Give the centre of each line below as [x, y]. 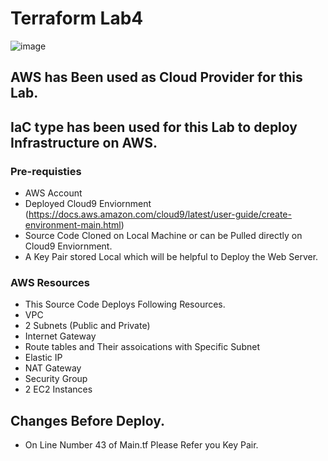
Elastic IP [43, 358]
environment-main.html [73, 225]
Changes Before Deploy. [88, 420]
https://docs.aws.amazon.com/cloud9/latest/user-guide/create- [160, 214]
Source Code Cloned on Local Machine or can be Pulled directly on [163, 236]
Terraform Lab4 [77, 18]
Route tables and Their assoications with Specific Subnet [142, 347]
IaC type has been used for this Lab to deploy [154, 127]
